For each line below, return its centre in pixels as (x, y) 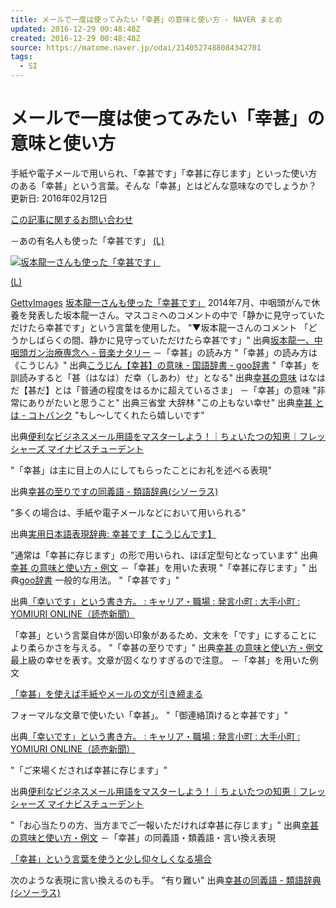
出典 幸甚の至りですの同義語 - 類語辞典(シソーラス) (114, 491)
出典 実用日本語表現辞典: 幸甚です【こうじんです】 (113, 533)
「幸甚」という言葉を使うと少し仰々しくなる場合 (111, 858)
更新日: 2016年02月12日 (59, 198)
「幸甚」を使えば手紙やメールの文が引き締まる (106, 693)
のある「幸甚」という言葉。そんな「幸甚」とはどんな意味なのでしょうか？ (163, 185)
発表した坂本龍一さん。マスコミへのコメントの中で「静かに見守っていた (176, 315)
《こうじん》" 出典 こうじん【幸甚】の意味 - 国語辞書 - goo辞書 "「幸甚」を (165, 365)
